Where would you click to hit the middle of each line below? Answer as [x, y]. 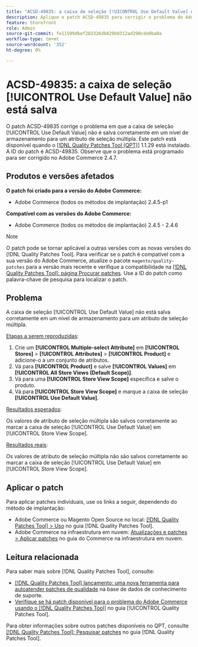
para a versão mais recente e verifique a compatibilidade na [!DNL [106, 266]
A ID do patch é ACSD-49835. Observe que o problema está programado [95, 151]
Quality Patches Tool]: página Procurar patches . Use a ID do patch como [94, 273]
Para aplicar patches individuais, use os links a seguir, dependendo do [92, 502]
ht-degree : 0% [24, 50]
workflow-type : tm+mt [33, 39]
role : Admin [21, 28]
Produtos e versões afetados [60, 176]
